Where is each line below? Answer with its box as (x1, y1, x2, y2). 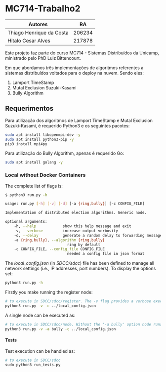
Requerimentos (5, 104, 54, 113)
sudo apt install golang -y (5, 160, 63, 165)
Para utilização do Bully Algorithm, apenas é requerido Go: (5, 150, 124, 156)
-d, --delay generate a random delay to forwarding (14, 233, 145, 238)
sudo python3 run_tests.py (5, 362, 61, 367)
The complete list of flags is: (5, 183, 63, 189)
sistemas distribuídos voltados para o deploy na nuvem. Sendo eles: (5, 70, 144, 76)
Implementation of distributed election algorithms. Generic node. (5, 210, 147, 215)
